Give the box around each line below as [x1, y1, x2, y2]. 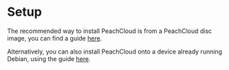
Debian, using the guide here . [7, 54, 91, 62]
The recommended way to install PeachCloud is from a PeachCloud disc [7, 27, 212, 35]
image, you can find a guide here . [7, 34, 102, 42]
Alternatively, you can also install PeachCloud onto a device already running [7, 47, 222, 56]
